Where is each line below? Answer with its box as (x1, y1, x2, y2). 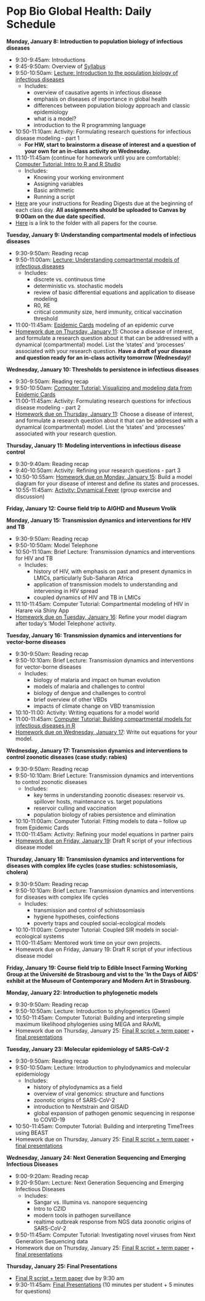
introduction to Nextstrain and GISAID (33, 1103, 129, 1110)
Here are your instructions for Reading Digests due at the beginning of (15, 200, 193, 207)
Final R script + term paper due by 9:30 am (15, 1274, 125, 1281)
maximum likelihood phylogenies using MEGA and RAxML (15, 1020, 161, 1028)
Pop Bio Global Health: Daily (6, 4, 152, 18)
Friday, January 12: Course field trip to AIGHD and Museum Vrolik (6, 505, 177, 512)
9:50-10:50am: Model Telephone (15, 542, 98, 549)
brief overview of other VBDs (33, 696, 107, 703)
